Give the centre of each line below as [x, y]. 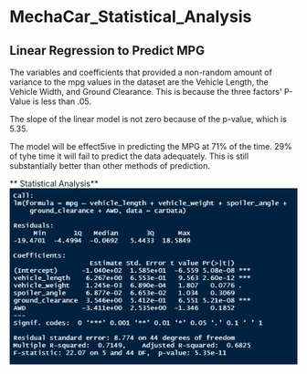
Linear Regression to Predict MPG [107, 51]
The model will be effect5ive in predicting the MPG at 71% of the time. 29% [151, 146]
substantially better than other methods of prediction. [110, 166]
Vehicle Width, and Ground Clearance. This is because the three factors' [146, 92]
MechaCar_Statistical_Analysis [131, 17]
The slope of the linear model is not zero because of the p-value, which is [148, 119]
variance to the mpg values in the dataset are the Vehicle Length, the [139, 82]
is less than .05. [62, 101]
